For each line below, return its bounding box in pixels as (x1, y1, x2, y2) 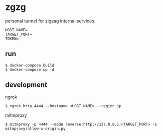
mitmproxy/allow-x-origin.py (5, 126, 66, 131)
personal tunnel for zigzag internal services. (5, 18, 96, 24)
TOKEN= (5, 36, 19, 41)
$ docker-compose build (5, 63, 55, 68)
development (5, 81, 47, 89)
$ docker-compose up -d (5, 67, 55, 72)
